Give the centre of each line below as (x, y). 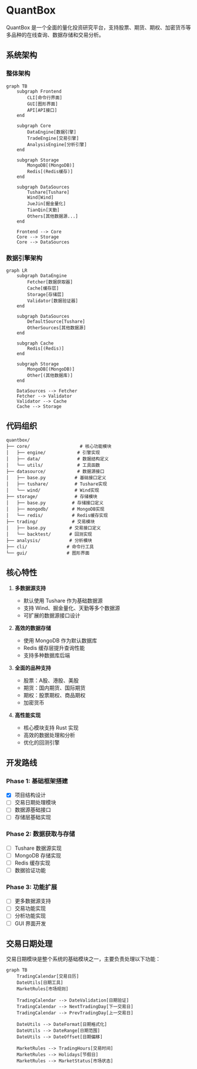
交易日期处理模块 (35, 802)
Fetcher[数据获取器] (50, 282)
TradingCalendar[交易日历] (48, 977)
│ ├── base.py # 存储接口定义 (55, 503)
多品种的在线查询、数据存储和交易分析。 (55, 35)
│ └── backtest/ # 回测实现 (49, 534)
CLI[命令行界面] (45, 98)
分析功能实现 (30, 916)
